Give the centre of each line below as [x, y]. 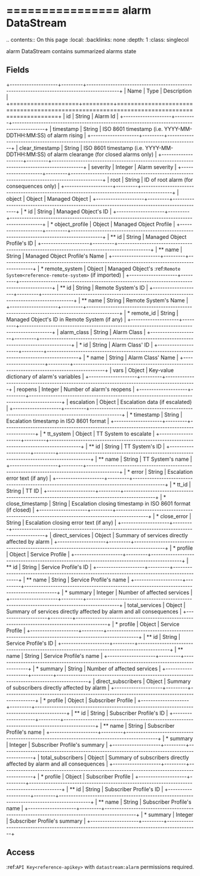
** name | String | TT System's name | [145, 459]
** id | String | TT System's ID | [127, 446]
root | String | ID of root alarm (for [152, 179]
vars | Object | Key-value [143, 370]
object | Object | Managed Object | [49, 198]
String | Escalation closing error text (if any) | [61, 522]
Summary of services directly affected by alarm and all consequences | [94, 611]
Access [20, 852]
